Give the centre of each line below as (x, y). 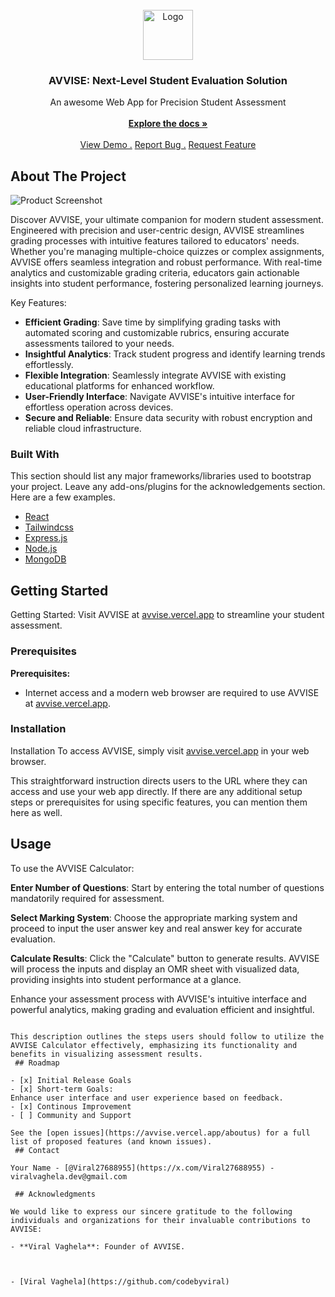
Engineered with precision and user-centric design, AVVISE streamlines (157, 230)
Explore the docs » (168, 124)
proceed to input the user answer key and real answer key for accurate (156, 928)
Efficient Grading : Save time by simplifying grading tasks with (153, 322)
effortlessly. (49, 365)
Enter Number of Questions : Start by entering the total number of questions (167, 887)
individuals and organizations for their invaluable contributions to (160, 1220)
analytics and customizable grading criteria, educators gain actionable (155, 273)
